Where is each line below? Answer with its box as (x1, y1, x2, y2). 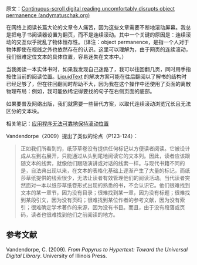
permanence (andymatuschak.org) (6, 12, 90, 19)
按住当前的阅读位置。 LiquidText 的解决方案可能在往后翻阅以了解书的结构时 (6, 73, 187, 80)
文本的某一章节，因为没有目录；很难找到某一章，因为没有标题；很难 (20, 189, 185, 196)
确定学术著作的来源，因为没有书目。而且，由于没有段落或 (40, 204, 180, 210)
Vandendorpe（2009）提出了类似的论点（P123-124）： (6, 133, 139, 139)
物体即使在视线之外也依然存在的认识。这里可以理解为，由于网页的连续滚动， (6, 46, 191, 53)
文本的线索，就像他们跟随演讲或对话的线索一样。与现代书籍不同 (25, 160, 180, 166)
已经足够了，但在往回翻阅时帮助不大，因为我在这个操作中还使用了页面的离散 (6, 80, 191, 87)
